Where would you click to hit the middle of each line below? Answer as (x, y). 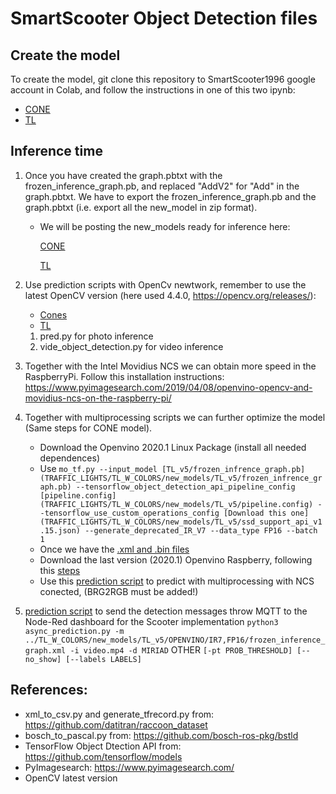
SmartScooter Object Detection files (164, 18)
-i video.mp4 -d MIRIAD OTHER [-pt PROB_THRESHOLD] (181, 649)
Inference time (56, 151)
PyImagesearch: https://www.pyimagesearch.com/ (129, 767)
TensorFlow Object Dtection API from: (103, 746)
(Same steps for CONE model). (88, 428)
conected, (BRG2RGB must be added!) (119, 591)
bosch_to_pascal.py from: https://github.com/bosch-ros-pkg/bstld (161, 735)
